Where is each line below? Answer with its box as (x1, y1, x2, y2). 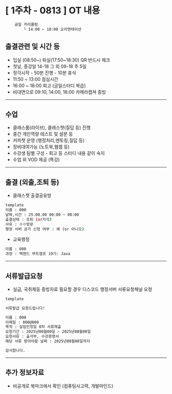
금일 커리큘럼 (14, 22, 38, 27)
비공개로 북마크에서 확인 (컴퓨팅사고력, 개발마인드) (12, 383, 114, 389)
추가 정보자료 (5, 368, 45, 377)
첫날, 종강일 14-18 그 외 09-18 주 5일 (12, 63, 87, 69)
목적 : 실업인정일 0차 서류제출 (5, 324, 61, 329)
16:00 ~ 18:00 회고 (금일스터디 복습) (12, 82, 86, 89)
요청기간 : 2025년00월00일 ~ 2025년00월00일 (5, 329, 91, 335)
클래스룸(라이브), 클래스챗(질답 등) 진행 (12, 125, 91, 131)
